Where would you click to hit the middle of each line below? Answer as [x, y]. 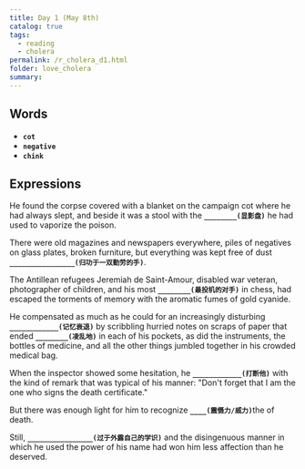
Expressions [46, 184]
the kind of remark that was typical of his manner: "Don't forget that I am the [152, 382]
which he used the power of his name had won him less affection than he [147, 447]
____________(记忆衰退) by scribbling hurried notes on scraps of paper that [148, 326]
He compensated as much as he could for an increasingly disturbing [137, 317]
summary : [26, 77]
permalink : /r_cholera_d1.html [69, 60]
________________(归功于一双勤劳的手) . [78, 262]
